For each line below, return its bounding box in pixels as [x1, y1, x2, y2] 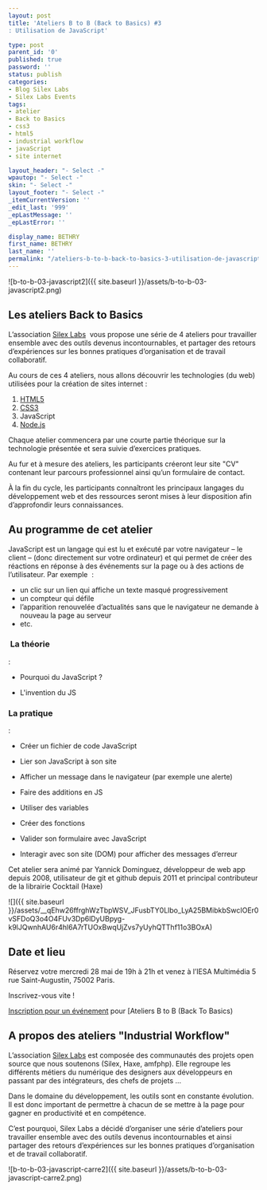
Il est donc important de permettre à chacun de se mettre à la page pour [8, 1099, 245, 1109]
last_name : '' [8, 248, 56, 256]
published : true [8, 56, 62, 64]
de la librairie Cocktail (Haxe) [8, 882, 103, 891]
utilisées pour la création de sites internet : [8, 379, 148, 388]
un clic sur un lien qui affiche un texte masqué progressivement [19, 585, 228, 595]
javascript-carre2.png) [8, 1172, 83, 1182]
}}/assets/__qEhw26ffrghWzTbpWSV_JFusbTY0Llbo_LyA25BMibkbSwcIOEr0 [8, 905, 259, 915]
